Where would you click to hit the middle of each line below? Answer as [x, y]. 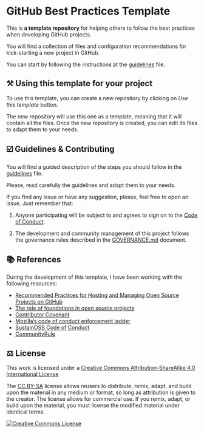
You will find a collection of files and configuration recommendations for [97, 46]
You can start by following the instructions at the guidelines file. [86, 64]
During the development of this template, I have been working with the [94, 277]
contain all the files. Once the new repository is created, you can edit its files [102, 123]
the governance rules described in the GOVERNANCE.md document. [101, 240]
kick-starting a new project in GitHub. [53, 52]
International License [32, 374]
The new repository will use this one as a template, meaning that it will [94, 116]
